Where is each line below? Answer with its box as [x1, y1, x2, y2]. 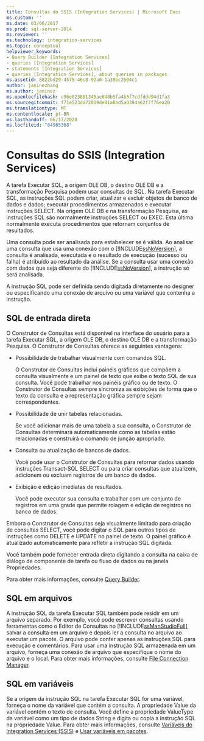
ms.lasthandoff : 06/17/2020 [6, 116, 78, 122]
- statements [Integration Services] [6, 65, 102, 72]
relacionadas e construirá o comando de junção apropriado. [15, 435, 166, 442]
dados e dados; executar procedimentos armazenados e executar [6, 201, 172, 208]
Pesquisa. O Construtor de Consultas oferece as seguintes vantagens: [6, 342, 183, 349]
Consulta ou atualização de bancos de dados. [15, 446, 131, 454]
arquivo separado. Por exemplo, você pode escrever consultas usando [6, 616, 184, 623]
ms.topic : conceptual [6, 43, 62, 49]
